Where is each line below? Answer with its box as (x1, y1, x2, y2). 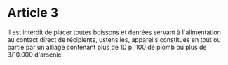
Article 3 (7, 5, 59, 21)
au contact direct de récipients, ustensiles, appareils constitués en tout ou (7, 35, 221, 43)
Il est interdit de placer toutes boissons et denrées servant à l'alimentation (7, 28, 221, 36)
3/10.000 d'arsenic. (7, 50, 64, 59)
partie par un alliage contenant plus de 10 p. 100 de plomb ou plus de (7, 43, 207, 51)
